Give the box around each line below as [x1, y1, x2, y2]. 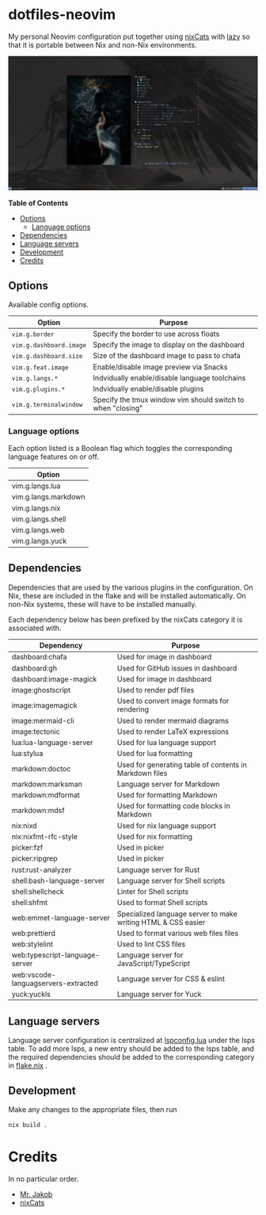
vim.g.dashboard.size [11, 353, 83, 361]
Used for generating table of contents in [117, 759, 247, 770]
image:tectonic [11, 727, 61, 736]
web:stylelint [11, 939, 54, 949]
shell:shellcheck [11, 887, 65, 896]
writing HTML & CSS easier [117, 917, 206, 927]
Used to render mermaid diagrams [117, 716, 230, 725]
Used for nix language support [117, 820, 216, 830]
